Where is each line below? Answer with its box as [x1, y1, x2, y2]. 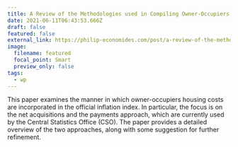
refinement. [7, 133, 41, 141]
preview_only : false [13, 63, 74, 70]
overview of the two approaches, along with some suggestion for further [7, 125, 220, 134]
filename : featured [13, 50, 72, 57]
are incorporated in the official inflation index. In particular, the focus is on [7, 103, 223, 112]
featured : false [7, 30, 55, 37]
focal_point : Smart [13, 57, 72, 64]
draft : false [7, 23, 46, 30]
